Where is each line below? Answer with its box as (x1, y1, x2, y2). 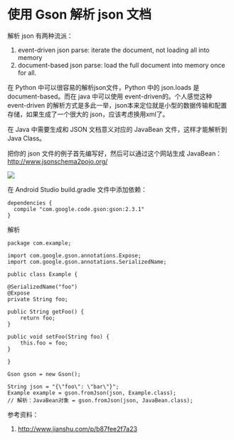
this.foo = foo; (20, 339, 69, 347)
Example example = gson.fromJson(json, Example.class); (7, 389, 176, 396)
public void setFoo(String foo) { (7, 333, 110, 340)
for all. (17, 68, 37, 77)
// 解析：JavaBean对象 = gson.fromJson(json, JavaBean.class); (7, 396, 193, 404)
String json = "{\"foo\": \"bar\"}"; (7, 383, 119, 390)
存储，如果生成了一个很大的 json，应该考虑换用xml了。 (7, 110, 169, 118)
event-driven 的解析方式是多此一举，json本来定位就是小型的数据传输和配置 (7, 101, 228, 109)
